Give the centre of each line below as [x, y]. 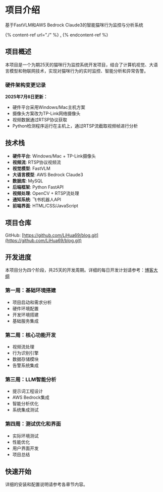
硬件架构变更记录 [26, 85]
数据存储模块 [25, 359]
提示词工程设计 [27, 391]
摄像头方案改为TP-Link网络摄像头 [46, 114]
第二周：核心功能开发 [30, 335]
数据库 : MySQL [27, 181]
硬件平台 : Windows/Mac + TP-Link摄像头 [54, 156]
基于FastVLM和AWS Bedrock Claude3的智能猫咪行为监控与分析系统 [74, 25]
